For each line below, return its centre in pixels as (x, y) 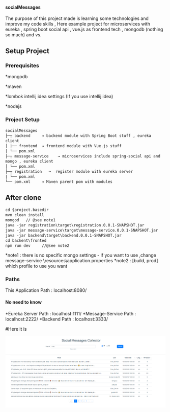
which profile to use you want (36, 266)
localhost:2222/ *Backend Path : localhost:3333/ (57, 319)
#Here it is (16, 329)
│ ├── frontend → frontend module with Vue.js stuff (64, 146)
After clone (23, 198)
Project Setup (22, 119)
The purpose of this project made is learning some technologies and (77, 18)
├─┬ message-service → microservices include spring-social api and (83, 156)
